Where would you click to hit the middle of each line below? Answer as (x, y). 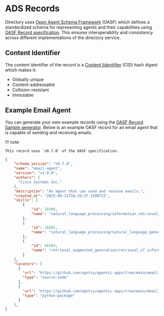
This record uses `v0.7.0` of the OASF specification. (62, 151)
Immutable (23, 95)
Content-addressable (33, 84)
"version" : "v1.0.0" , (36, 173)
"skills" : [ (26, 200)
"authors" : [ (27, 178)
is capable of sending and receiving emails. (49, 132)
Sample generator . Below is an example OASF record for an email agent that (81, 127)
